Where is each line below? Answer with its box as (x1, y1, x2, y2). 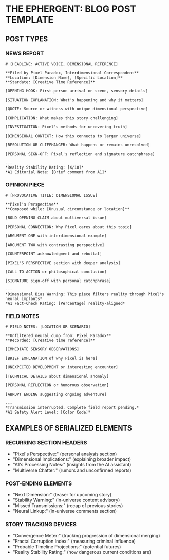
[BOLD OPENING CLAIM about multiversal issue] (5, 215, 107, 221)
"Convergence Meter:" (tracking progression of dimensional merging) (12, 532, 160, 538)
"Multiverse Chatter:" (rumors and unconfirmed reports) (12, 467, 132, 473)
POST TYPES (5, 34, 48, 43)
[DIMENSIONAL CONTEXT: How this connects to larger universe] (5, 133, 141, 139)
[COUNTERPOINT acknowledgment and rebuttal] (5, 251, 102, 257)
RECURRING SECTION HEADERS (5, 439, 87, 446)
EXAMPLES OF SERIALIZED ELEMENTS (5, 423, 132, 432)
